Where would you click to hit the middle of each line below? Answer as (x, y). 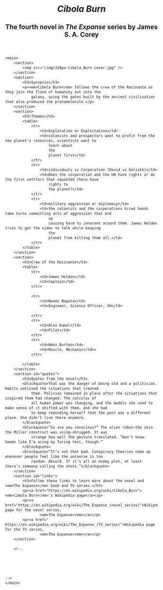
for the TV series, (25, 529)
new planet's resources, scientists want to (51, 140)
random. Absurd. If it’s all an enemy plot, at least (86, 461)
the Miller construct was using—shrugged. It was (56, 432)
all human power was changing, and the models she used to (92, 403)
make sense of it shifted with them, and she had (56, 408)
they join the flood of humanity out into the (53, 92)
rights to (58, 184)
